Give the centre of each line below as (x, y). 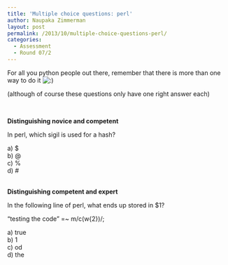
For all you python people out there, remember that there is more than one (114, 73)
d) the (16, 254)
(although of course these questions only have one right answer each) (108, 94)
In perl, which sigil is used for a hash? (62, 135)
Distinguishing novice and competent (63, 121)
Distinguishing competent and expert (63, 191)
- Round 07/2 (33, 53)
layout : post (26, 27)
